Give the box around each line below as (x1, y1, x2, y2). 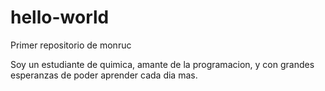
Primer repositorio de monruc (10, 39, 132, 51)
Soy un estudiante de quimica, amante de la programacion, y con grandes (10, 58, 315, 70)
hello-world (10, 6, 110, 29)
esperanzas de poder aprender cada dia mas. (10, 69, 198, 81)
